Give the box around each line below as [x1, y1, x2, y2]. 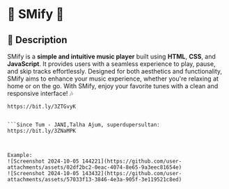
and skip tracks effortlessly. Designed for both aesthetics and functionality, [7, 67, 223, 75]
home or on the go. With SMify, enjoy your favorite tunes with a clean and [7, 82, 219, 90]
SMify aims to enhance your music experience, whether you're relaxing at [7, 74, 219, 83]
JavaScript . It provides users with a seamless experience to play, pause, [7, 60, 216, 68]
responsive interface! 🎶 [7, 90, 74, 97]
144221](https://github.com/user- [81, 158, 182, 165]
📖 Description [7, 34, 68, 46]
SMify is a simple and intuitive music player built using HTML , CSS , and [7, 52, 216, 60]
